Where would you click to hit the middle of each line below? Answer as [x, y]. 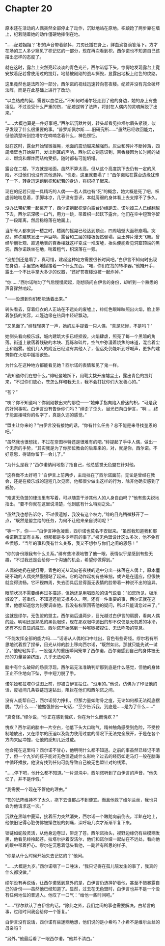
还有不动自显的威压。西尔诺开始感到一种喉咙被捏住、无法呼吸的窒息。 [76, 628]
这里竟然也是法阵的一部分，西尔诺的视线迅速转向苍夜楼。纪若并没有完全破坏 [82, 83]
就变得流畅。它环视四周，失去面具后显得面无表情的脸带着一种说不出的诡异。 [82, 582]
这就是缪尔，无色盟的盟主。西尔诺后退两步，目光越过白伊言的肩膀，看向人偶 [82, 615]
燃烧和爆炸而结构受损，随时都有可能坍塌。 [56, 158]
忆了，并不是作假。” [25, 779]
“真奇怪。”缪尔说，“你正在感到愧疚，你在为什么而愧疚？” [62, 717]
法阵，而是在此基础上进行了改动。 [40, 90]
